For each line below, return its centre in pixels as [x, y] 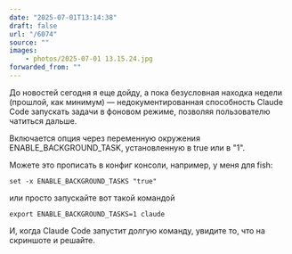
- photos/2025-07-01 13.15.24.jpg [89, 59]
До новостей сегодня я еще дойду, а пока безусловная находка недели [146, 92]
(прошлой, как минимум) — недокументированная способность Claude [146, 102]
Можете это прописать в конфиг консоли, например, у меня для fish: [141, 165]
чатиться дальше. [43, 120]
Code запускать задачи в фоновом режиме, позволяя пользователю [140, 111]
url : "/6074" [33, 34]
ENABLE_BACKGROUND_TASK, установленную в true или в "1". [127, 147]
